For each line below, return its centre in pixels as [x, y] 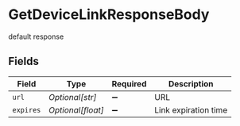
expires [27, 110]
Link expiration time [191, 110]
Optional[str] [73, 97]
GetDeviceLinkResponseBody [109, 15]
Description [191, 83]
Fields [24, 61]
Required [129, 83]
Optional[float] [77, 110]
